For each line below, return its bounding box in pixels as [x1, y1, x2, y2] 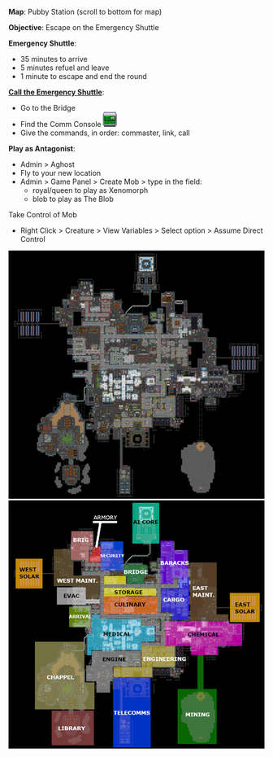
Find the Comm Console [19, 120, 102, 129]
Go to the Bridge [19, 103, 76, 112]
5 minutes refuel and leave [19, 63, 110, 72]
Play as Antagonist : [8, 144, 76, 153]
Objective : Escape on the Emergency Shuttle [8, 23, 160, 32]
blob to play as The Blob [32, 195, 114, 203]
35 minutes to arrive [19, 55, 88, 63]
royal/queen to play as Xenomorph [32, 186, 149, 195]
